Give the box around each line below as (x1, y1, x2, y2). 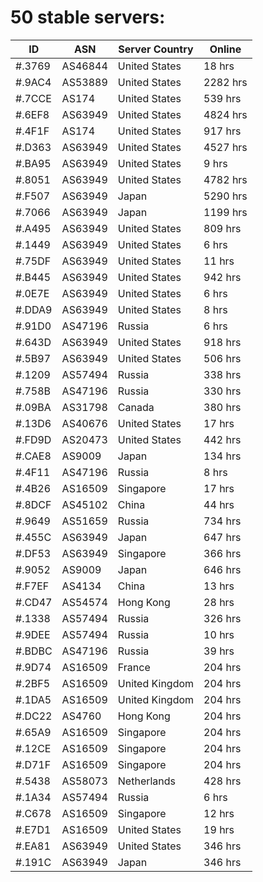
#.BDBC (15, 644, 53, 658)
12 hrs (203, 806, 235, 820)
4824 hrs (203, 107, 248, 121)
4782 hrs (203, 172, 248, 186)
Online (209, 42, 242, 56)
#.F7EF (15, 579, 50, 593)
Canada (117, 400, 155, 414)
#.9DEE (15, 627, 51, 641)
